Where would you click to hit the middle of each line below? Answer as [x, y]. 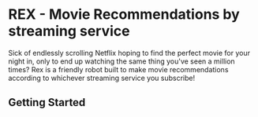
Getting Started [47, 102]
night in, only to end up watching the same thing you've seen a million [122, 61]
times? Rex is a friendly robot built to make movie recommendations [118, 69]
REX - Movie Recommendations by [124, 15]
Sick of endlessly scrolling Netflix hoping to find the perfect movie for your [129, 53]
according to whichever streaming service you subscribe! [102, 78]
